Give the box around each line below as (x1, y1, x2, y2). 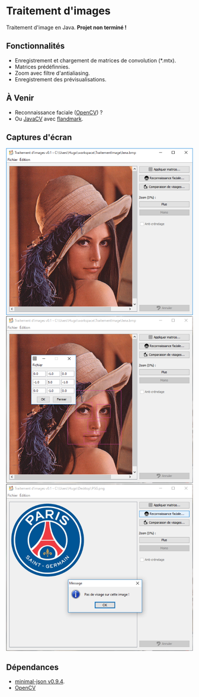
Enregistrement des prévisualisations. (14, 75, 107, 83)
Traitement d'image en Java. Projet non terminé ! (6, 24, 127, 31)
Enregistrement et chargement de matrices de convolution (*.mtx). (14, 56, 176, 64)
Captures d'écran (6, 132, 72, 142)
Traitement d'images (6, 4, 111, 18)
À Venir (6, 93, 34, 103)
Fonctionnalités (6, 41, 65, 51)
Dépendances (6, 663, 59, 673)
